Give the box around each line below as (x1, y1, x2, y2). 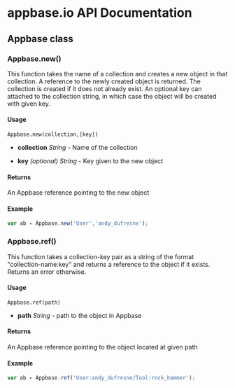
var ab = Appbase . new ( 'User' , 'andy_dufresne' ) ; (7, 220, 149, 227)
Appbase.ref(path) (7, 299, 61, 306)
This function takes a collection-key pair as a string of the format (7, 252, 194, 261)
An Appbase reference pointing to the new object (7, 188, 150, 197)
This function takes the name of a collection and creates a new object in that (7, 69, 228, 78)
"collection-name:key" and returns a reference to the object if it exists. (7, 260, 211, 268)
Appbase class (7, 33, 73, 45)
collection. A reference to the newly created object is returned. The (7, 77, 201, 85)
